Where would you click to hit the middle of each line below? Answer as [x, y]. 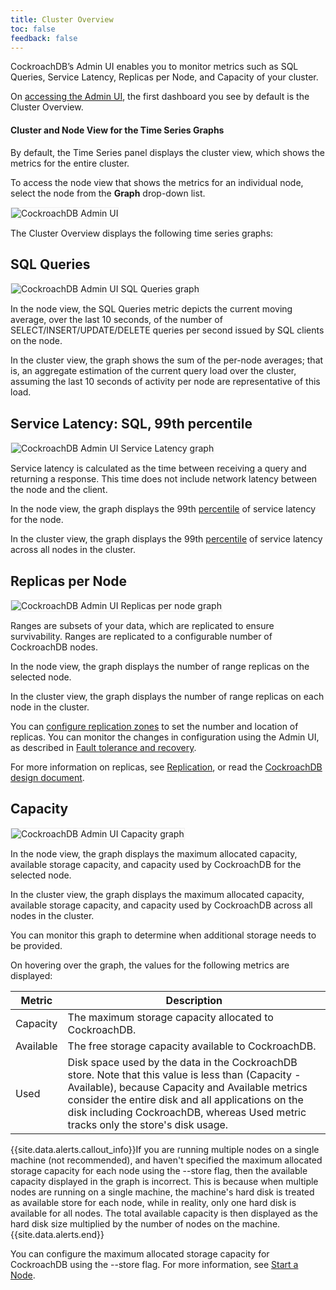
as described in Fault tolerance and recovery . [103, 748]
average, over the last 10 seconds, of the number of [116, 320]
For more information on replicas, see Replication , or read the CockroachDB [166, 767]
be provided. [36, 945]
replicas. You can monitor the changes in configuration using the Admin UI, [165, 737]
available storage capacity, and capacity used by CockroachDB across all [161, 905]
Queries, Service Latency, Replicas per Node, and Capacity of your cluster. [164, 77]
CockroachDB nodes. [54, 647]
